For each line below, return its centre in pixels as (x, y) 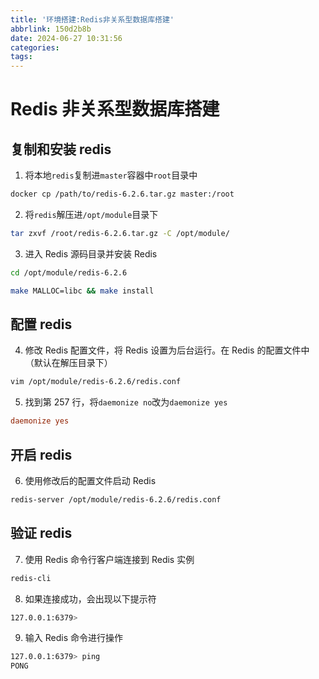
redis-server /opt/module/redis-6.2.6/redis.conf (116, 500)
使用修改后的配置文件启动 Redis (90, 480)
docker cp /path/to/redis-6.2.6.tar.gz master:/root (122, 194)
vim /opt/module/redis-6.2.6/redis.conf (96, 382)
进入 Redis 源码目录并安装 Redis (91, 253)
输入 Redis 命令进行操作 (73, 638)
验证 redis (41, 533)
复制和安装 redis (61, 149)
